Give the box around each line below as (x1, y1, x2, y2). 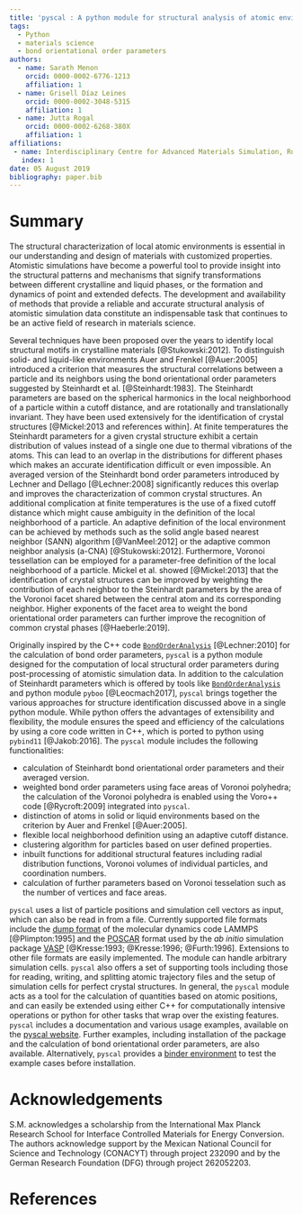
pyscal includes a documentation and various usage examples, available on (9, 1019, 289, 1030)
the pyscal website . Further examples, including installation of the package (9, 1029, 287, 1040)
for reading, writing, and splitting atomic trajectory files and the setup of (9, 972, 276, 982)
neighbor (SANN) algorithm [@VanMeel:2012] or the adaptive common (9, 536, 271, 547)
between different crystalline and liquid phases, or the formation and (9, 279, 263, 290)
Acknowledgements (9, 1090, 164, 1109)
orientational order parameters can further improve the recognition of (9, 613, 267, 624)
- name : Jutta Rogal (17, 114, 94, 123)
